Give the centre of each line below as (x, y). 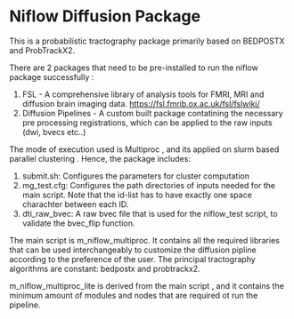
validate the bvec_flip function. (78, 223)
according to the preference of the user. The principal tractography (132, 259)
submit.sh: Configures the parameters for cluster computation (135, 176)
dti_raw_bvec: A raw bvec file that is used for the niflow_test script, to (150, 213)
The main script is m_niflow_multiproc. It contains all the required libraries (145, 240)
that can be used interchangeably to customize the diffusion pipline (133, 250)
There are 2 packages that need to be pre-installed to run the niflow (134, 68)
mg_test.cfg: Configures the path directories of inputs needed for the (149, 185)
